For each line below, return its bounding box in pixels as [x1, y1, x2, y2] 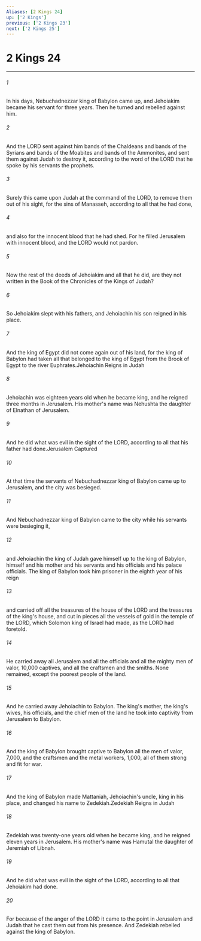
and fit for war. [6, 760, 42, 768]
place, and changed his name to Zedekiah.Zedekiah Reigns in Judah [6, 799, 175, 807]
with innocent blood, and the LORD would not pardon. [6, 239, 139, 246]
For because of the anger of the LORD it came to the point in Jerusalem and [6, 915, 193, 922]
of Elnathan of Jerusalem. [6, 406, 70, 414]
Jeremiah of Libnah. [6, 844, 56, 852]
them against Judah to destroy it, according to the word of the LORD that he [6, 155, 193, 163]
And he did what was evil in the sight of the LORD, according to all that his [6, 439, 188, 446]
